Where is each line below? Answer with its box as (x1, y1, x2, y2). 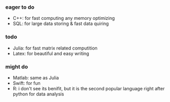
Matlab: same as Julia (12, 74, 59, 81)
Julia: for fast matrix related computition (12, 45, 98, 51)
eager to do (5, 4, 35, 11)
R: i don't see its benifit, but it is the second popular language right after (12, 85, 165, 91)
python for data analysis (12, 91, 64, 97)
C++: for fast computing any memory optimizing (12, 15, 115, 21)
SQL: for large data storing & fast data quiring (12, 20, 109, 27)
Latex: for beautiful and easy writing (12, 50, 89, 57)
